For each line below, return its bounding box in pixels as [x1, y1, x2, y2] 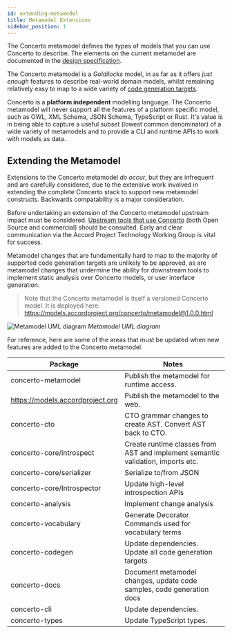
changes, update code [124, 576, 197, 586]
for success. [7, 238, 43, 246]
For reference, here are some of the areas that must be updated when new [7, 336, 220, 344]
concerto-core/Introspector [10, 483, 101, 493]
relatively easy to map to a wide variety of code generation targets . [7, 84, 198, 93]
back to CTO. [124, 428, 168, 438]
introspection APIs [124, 488, 184, 498]
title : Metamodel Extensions [7, 17, 91, 24]
